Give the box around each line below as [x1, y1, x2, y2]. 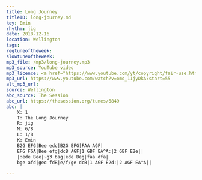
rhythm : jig [6, 25, 36, 32]
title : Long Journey [6, 8, 58, 15]
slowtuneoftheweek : [6, 53, 55, 59]
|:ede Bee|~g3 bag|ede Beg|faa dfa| [17, 154, 109, 160]
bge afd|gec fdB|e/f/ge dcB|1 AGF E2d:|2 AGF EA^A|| [17, 160, 152, 166]
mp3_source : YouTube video [6, 64, 74, 71]
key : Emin [6, 20, 31, 26]
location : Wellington [6, 37, 61, 43]
